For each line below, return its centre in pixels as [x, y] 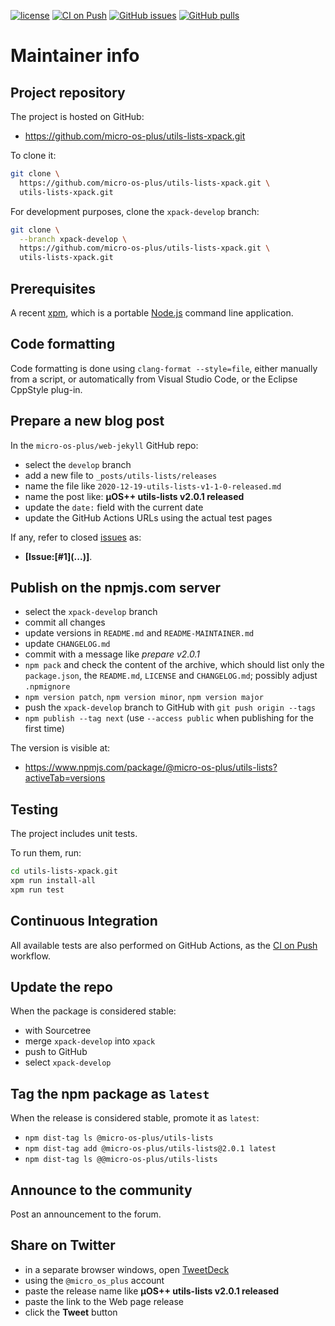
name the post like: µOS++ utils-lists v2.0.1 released [134, 496]
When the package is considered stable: [93, 1011]
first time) [44, 729]
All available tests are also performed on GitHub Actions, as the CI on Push [164, 945]
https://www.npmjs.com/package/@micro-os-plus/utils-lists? [151, 767]
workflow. [30, 956]
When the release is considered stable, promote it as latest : [135, 1118]
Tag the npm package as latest [110, 1093]
